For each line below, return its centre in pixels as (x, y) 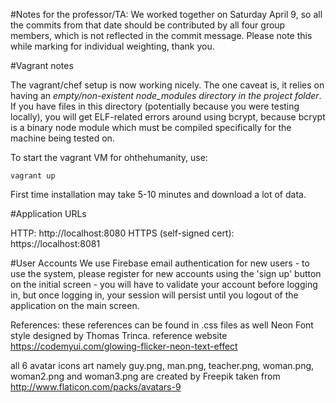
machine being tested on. (62, 138)
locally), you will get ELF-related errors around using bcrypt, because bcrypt (168, 117)
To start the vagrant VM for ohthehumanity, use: (109, 157)
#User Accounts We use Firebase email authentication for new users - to (160, 263)
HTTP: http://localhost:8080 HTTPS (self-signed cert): (122, 233)
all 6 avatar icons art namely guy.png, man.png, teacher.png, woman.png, (162, 365)
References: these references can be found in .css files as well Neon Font (162, 325)
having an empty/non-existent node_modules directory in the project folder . (166, 95)
